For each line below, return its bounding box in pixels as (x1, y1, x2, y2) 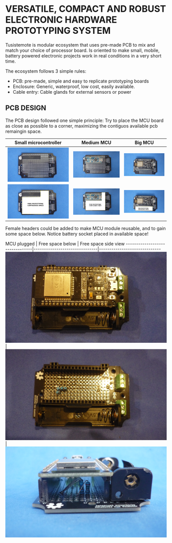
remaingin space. (5, 128, 42, 134)
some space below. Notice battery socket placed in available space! (5, 231, 149, 237)
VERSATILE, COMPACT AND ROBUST (5, 3, 166, 15)
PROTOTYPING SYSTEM (5, 25, 111, 36)
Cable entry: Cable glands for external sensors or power (12, 89, 132, 95)
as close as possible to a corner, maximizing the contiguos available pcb (5, 122, 158, 129)
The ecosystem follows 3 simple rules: (5, 68, 87, 74)
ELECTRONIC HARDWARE (5, 14, 117, 26)
